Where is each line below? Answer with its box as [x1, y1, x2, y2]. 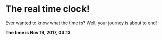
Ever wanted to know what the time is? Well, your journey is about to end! [5, 20, 157, 26]
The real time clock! [5, 3, 90, 15]
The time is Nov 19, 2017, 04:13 [5, 29, 71, 35]
